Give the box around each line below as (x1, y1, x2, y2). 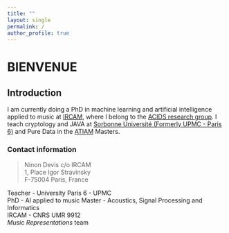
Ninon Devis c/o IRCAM (24, 160, 91, 169)
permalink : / (7, 23, 45, 30)
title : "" (7, 10, 36, 17)
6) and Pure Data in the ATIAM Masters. (7, 128, 120, 136)
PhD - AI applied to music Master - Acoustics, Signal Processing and (7, 196, 203, 205)
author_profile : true (7, 29, 70, 37)
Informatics (7, 203, 40, 212)
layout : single (7, 17, 51, 24)
